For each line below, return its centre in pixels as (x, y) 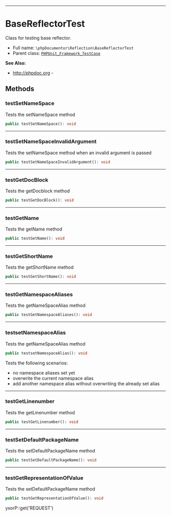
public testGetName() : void (35, 239)
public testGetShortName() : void (41, 277)
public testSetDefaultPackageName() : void (51, 460)
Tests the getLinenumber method (40, 412)
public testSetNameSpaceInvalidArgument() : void (58, 162)
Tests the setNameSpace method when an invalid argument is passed (78, 153)
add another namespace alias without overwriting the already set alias (86, 383)
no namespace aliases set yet (44, 372)
